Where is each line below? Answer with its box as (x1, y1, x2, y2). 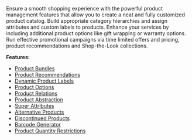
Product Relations (14, 90, 57, 97)
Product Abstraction (14, 96, 63, 103)
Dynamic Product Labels (14, 77, 74, 84)
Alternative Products (14, 108, 64, 115)
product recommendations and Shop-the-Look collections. (6, 42, 148, 49)
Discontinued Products (14, 115, 70, 122)
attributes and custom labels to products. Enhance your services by (6, 23, 169, 30)
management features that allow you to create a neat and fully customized (6, 11, 186, 18)
